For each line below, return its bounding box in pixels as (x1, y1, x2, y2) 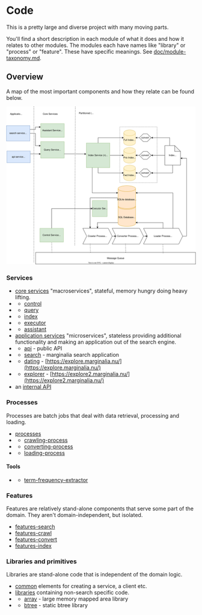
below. (6, 94, 23, 101)
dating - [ (23, 357, 47, 365)
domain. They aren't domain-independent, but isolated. (6, 511, 143, 519)
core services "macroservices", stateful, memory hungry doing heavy (14, 287, 188, 295)
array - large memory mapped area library (23, 595, 129, 602)
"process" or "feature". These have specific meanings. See (6, 48, 153, 55)
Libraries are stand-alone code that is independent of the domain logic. (6, 571, 183, 578)
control (23, 300, 42, 307)
